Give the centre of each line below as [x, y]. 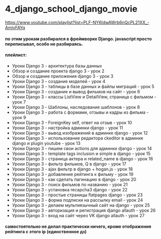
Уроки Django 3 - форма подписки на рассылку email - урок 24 [77, 200]
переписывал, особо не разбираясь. [44, 44]
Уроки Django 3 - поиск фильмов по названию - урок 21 [70, 184]
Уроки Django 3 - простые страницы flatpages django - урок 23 [77, 195]
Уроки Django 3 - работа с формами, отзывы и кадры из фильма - [80, 112]
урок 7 [19, 102]
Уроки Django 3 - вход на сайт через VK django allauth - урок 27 [78, 215]
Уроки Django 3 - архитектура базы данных [57, 66]
